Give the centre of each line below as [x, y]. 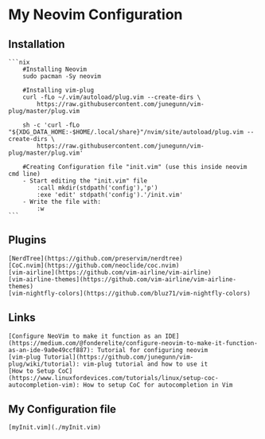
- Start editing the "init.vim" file [85, 181]
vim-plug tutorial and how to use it [146, 364]
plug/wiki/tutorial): [44, 364]
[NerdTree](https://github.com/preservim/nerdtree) [95, 258]
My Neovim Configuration [95, 15]
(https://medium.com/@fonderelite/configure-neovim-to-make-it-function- [133, 343]
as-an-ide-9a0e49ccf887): [51, 350]
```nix [19, 62]
